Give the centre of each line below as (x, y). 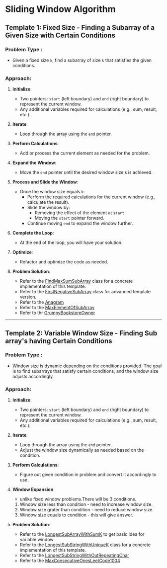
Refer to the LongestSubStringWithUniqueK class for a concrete (85, 545)
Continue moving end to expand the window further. (80, 223)
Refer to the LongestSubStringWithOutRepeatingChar (74, 556)
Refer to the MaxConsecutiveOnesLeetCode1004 (70, 561)
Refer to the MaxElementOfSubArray (57, 308)
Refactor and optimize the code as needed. (64, 262)
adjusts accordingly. (33, 376)
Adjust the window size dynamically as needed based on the (82, 450)
